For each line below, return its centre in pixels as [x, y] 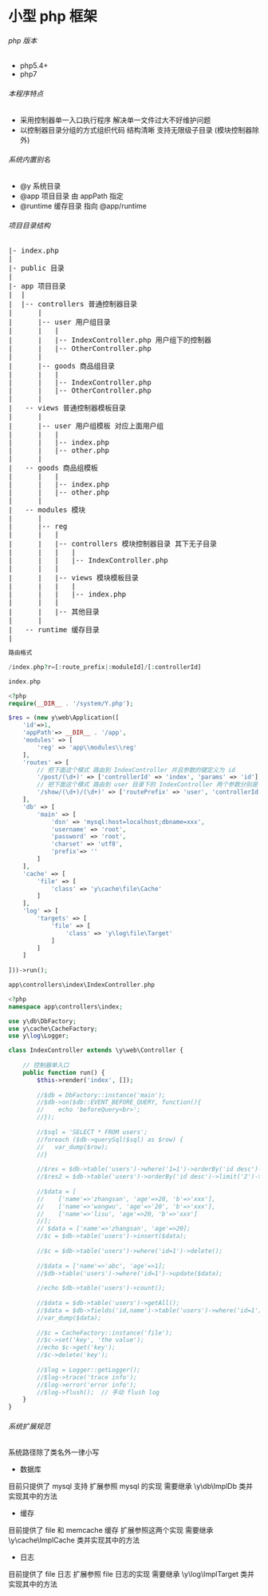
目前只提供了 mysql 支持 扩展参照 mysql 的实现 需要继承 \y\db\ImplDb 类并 [131, 1487]
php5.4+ [34, 66]
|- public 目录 [37, 268]
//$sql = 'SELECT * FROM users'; [93, 1132]
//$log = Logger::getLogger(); [89, 1370]
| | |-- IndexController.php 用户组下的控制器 [110, 340]
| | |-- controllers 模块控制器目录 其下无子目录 [113, 544]
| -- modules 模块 [47, 509]
